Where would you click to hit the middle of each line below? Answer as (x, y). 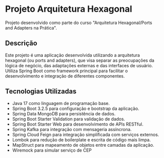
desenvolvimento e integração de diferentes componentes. (65, 76)
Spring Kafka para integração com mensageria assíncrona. (72, 129)
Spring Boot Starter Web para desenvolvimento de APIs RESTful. (78, 124)
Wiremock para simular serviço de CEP (52, 150)
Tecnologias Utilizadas (41, 92)
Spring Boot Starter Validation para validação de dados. (69, 119)
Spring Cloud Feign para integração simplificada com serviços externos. (85, 134)
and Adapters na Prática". (31, 27)
